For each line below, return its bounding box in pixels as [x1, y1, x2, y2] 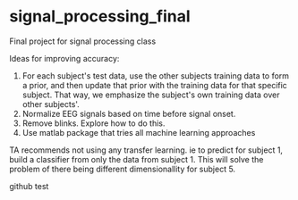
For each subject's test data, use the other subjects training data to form [21, 70, 289, 81]
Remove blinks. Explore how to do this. [21, 118, 166, 129]
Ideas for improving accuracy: [9, 53, 120, 63]
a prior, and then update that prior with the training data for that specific [21, 79, 288, 90]
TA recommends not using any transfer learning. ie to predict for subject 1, [9, 145, 284, 155]
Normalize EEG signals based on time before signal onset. [21, 108, 236, 119]
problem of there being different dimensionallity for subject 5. [9, 163, 235, 174]
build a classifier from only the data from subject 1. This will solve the [9, 154, 264, 164]
